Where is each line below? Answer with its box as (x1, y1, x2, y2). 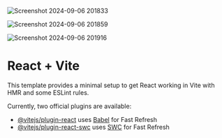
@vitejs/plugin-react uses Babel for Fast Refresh (17, 115, 158, 123)
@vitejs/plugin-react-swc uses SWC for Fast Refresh (17, 123, 170, 131)
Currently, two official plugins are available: (7, 102, 132, 110)
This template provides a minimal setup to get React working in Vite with (7, 81, 215, 89)
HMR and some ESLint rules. (7, 88, 89, 97)
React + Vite (7, 58, 80, 74)
